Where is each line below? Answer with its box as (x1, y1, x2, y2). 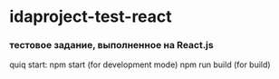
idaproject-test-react (9, 6, 172, 27)
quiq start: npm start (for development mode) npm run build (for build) (9, 59, 271, 70)
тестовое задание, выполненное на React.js (9, 39, 215, 52)
